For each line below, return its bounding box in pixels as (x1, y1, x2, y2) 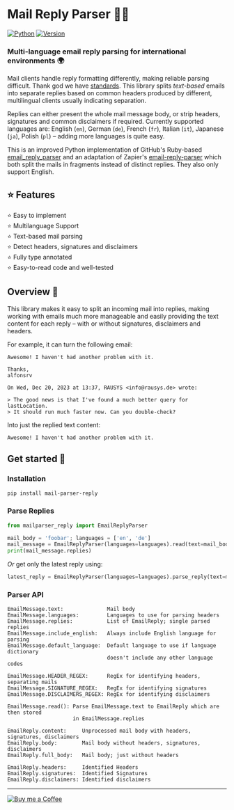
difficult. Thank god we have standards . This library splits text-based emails (7, 81, 225, 90)
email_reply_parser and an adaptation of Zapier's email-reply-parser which (7, 153, 221, 161)
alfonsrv (7, 372, 33, 379)
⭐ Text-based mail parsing (7, 232, 84, 241)
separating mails (7, 678, 58, 686)
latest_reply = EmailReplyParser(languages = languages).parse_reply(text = (7, 573, 226, 580)
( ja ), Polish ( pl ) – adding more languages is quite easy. (7, 132, 165, 141)
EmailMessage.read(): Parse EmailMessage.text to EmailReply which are (7, 703, 219, 710)
